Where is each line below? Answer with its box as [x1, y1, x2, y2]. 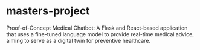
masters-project [6, 4, 90, 18]
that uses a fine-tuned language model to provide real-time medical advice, [6, 30, 195, 37]
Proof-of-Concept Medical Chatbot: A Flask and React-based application [6, 24, 188, 31]
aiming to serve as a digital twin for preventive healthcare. [6, 37, 151, 44]
